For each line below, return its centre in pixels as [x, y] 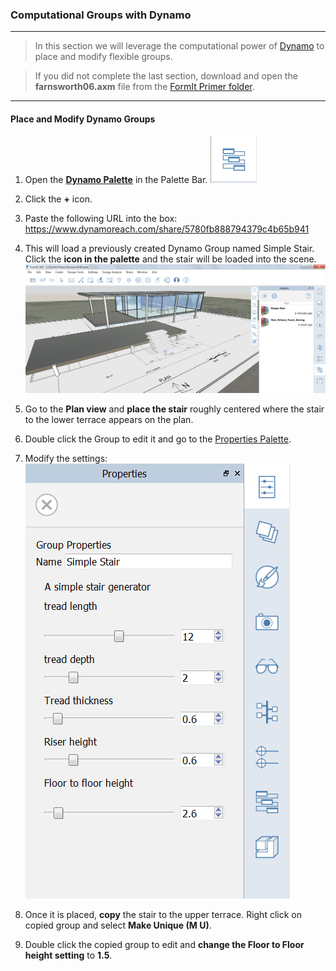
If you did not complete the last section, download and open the [166, 76]
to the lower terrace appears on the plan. [109, 420]
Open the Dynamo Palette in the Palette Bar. [116, 179]
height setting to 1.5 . [68, 955]
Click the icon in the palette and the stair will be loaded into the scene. [170, 259]
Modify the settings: [66, 459]
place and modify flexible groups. [103, 57]
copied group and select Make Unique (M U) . [118, 925]
